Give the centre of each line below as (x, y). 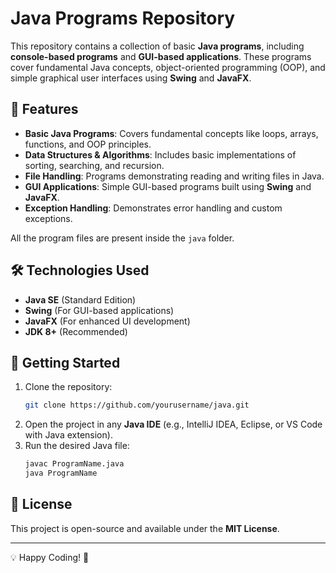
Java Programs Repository (123, 18)
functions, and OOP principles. (88, 144)
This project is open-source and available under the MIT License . (145, 528)
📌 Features (44, 109)
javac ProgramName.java (74, 464)
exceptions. (48, 218)
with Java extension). (68, 435)
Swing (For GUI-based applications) (99, 310)
